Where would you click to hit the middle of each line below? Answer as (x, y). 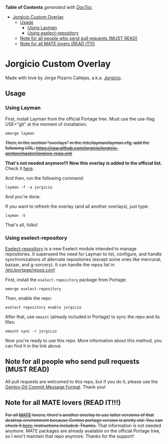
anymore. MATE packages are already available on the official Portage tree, (83, 430)
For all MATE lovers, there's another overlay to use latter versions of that (79, 415)
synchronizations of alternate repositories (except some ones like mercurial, (83, 259)
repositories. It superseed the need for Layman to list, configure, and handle (83, 254)
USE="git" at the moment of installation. (46, 124)
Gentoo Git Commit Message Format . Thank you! (55, 387)
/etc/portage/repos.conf (30, 270)
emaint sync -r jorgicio (31, 331)
